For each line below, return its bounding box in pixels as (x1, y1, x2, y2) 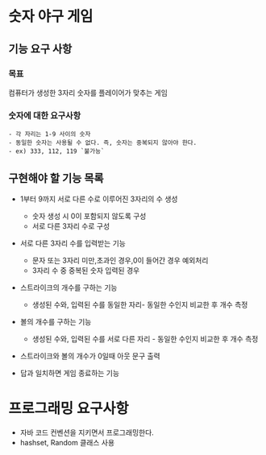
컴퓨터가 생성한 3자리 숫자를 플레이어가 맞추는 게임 (8, 88, 168, 97)
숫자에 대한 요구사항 (8, 110, 81, 121)
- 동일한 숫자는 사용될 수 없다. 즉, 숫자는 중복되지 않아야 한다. (8, 139, 197, 147)
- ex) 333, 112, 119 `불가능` (8, 147, 105, 155)
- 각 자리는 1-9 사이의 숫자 (8, 130, 91, 139)
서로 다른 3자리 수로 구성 (31, 221, 110, 230)
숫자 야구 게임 (8, 7, 94, 26)
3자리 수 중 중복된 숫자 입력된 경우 (31, 265, 140, 275)
